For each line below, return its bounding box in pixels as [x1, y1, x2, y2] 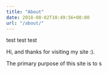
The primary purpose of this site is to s [6, 60, 102, 67]
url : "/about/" [6, 20, 44, 26]
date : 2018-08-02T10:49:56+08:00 [6, 14, 90, 21]
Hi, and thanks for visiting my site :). [6, 48, 95, 56]
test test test [6, 37, 37, 44]
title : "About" [6, 8, 44, 15]
